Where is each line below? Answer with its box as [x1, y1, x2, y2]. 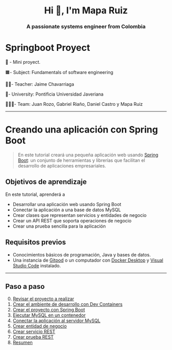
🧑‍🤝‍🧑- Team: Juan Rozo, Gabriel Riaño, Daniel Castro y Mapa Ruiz [5, 101, 143, 107]
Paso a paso [5, 282, 45, 291]
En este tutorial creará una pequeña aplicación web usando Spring [17, 152, 159, 158]
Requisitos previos [5, 238, 66, 247]
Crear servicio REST [12, 328, 55, 335]
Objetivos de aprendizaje [5, 177, 87, 187]
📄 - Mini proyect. [5, 59, 41, 65]
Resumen [12, 339, 33, 346]
